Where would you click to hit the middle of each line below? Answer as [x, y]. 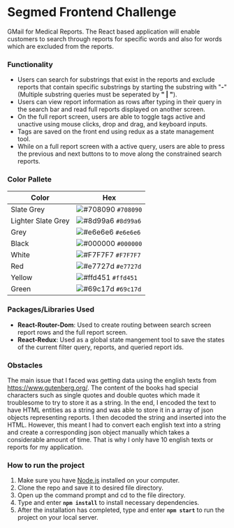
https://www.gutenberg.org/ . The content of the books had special [103, 388]
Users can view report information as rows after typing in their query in [119, 102]
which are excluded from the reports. [60, 46]
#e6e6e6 [128, 232]
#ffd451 [125, 278]
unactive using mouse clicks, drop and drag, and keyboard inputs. [112, 124]
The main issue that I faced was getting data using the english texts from [112, 381]
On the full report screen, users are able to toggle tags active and [111, 117]
